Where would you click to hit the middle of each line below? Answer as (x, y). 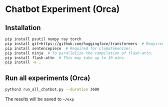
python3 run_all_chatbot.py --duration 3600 (52, 89)
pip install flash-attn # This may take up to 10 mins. (66, 58)
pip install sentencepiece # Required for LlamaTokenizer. (69, 48)
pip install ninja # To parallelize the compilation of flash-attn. (79, 53)
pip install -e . (23, 62)
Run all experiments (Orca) (48, 78)
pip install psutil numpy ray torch (43, 39)
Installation (23, 28)
